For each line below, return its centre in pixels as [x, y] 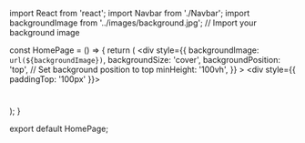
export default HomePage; [59, 129]
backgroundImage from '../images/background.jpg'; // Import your [133, 23]
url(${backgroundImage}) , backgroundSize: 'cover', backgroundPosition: [145, 60]
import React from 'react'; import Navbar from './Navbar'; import [130, 13]
